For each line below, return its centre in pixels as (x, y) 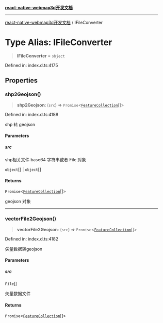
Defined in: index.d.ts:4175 (32, 65)
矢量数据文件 (18, 294)
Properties (21, 80)
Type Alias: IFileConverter (59, 42)
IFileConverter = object (41, 56)
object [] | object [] (23, 170)
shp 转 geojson (20, 124)
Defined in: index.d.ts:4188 (32, 114)
